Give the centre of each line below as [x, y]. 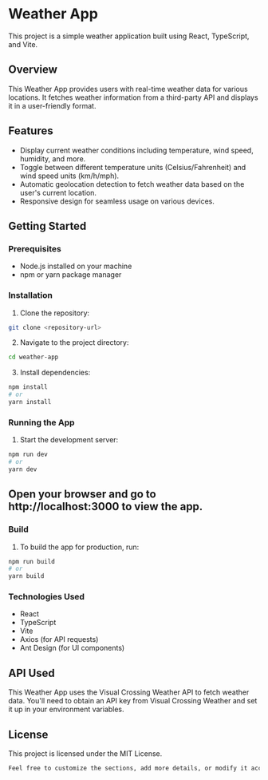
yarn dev [23, 469]
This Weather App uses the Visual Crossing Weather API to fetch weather [129, 692]
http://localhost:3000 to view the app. [106, 507]
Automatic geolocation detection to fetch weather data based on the [132, 184]
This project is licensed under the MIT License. [85, 754]
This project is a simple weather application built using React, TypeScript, [129, 36]
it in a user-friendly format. [52, 105]
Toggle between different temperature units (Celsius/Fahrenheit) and [133, 167]
